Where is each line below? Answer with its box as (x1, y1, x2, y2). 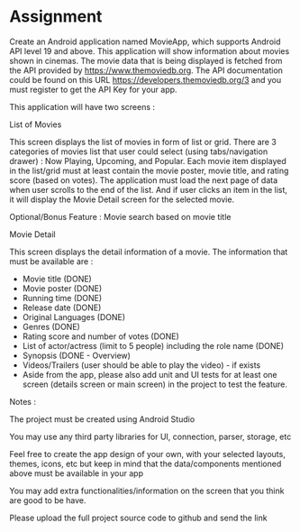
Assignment (9, 6, 103, 27)
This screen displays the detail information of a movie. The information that (9, 246, 288, 257)
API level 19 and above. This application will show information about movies (9, 45, 290, 56)
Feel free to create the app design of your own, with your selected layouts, (9, 448, 286, 459)
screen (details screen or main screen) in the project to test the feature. (22, 379, 288, 390)
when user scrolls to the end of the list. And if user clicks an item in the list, (9, 184, 288, 195)
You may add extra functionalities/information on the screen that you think (9, 485, 285, 496)
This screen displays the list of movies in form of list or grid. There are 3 (9, 136, 277, 147)
